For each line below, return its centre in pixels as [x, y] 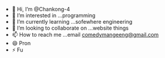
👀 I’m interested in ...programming [54, 15]
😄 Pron [21, 43]
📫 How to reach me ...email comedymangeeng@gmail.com [85, 35]
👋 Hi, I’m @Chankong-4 [41, 9]
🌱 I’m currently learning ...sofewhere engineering [72, 22]
